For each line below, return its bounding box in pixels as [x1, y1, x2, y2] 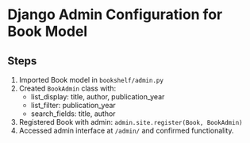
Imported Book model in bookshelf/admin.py [18, 75, 164, 84]
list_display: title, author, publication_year [30, 92, 165, 101]
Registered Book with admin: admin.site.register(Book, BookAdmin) [18, 118, 243, 126]
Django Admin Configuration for [7, 6, 223, 24]
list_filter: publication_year [30, 101, 116, 110]
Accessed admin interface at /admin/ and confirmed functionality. [18, 126, 234, 135]
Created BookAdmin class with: [18, 83, 117, 93]
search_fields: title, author [30, 109, 116, 118]
